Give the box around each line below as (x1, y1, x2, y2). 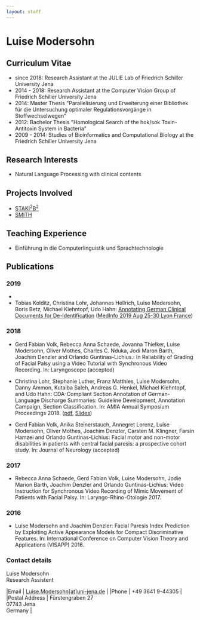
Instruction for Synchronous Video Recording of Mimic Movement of (14, 487, 183, 495)
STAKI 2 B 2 (14, 204, 39, 212)
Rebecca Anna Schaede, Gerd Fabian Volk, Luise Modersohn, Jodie (14, 475, 181, 481)
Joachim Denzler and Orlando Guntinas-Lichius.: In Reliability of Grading (14, 353, 193, 360)
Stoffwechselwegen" (14, 112, 67, 119)
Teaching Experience (6, 228, 87, 239)
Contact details (6, 556, 52, 564)
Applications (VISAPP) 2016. (14, 541, 85, 548)
